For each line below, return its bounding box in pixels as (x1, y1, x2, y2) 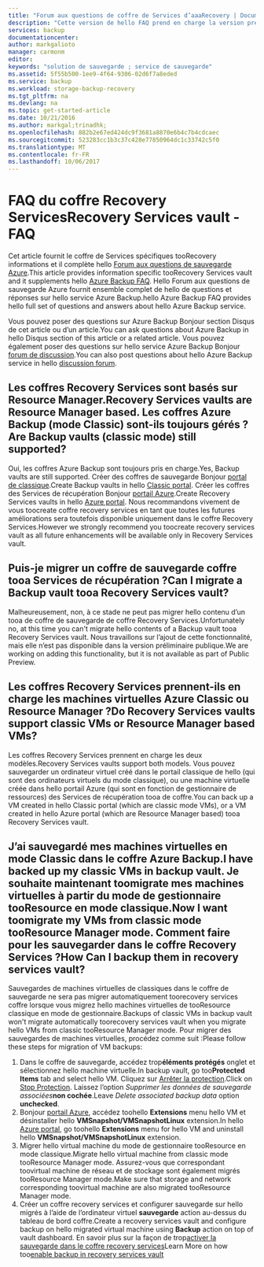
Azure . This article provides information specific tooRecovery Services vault (8, 268, 253, 278)
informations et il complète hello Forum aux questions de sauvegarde (8, 260, 232, 269)
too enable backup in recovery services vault (19, 1250, 164, 1259)
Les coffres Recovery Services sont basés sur (8, 381, 238, 394)
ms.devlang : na (8, 99, 58, 107)
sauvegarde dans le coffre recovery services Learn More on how (19, 1241, 228, 1251)
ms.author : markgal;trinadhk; (8, 121, 108, 129)
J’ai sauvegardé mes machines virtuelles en (8, 840, 228, 853)
